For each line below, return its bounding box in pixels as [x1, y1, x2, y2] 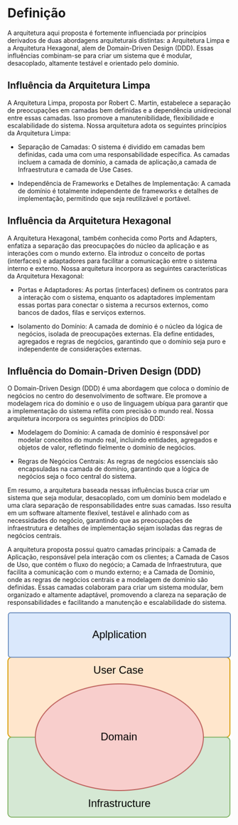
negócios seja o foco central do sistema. [17, 472, 137, 481]
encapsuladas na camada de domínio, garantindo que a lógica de [17, 465, 210, 473]
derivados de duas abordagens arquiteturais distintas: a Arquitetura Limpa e [7, 36, 230, 44]
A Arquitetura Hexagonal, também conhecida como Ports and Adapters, [7, 234, 217, 242]
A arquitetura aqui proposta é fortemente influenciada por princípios [7, 28, 207, 37]
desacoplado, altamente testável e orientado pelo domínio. [7, 58, 180, 67]
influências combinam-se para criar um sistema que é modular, [7, 51, 193, 60]
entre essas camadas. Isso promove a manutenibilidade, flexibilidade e [7, 113, 215, 122]
